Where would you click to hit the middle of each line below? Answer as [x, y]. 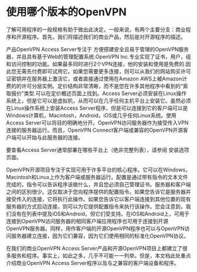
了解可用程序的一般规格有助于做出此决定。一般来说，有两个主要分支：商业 [96, 29]
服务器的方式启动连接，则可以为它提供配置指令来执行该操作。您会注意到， [96, 206]
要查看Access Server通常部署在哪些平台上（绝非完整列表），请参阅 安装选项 [98, 150]
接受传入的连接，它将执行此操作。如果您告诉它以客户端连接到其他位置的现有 [98, 199]
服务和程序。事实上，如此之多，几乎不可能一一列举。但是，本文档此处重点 [101, 256]
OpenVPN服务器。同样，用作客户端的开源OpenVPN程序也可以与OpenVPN [95, 228]
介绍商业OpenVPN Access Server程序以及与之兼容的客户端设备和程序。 [93, 263]
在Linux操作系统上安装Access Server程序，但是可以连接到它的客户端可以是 [97, 108]
